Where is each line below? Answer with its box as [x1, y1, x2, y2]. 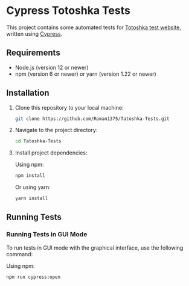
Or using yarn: [14, 184, 51, 191]
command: [6, 250, 33, 258]
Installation [6, 88, 50, 98]
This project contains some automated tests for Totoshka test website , [6, 24, 181, 31]
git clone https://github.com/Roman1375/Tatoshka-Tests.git [14, 116, 170, 122]
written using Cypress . [6, 30, 63, 37]
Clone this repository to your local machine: [14, 104, 124, 111]
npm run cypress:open [6, 274, 61, 280]
